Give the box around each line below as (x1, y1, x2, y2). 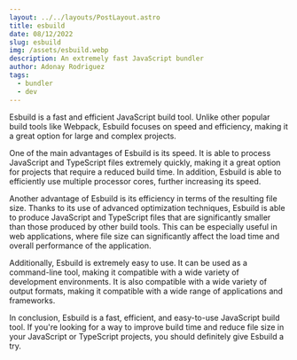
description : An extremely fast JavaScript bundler (9, 54, 204, 63)
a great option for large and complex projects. (9, 130, 177, 141)
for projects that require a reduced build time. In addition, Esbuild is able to (9, 166, 282, 177)
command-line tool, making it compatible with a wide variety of (9, 267, 239, 278)
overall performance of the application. (9, 240, 152, 251)
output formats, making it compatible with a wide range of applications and (9, 286, 284, 296)
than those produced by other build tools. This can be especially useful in (9, 221, 277, 231)
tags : (9, 71, 29, 80)
